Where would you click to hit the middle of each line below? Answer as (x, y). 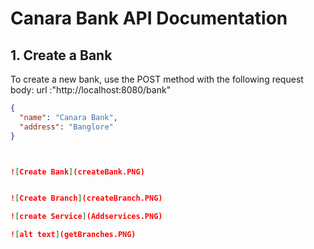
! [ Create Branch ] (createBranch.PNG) (86, 198)
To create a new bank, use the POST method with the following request (157, 79)
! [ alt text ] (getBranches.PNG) (73, 235)
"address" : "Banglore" (66, 127)
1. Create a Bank (61, 55)
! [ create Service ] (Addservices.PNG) (86, 217)
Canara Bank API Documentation (149, 18)
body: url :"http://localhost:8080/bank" (91, 90)
